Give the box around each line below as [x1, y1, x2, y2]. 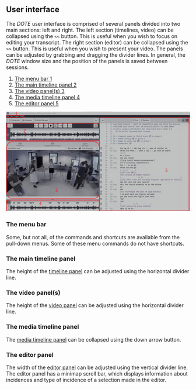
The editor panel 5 [14, 99, 60, 107]
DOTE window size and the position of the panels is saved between [6, 57, 168, 64]
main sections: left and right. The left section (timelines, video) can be [6, 26, 174, 33]
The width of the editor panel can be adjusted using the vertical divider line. [6, 364, 188, 371]
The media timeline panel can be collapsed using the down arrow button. [6, 336, 181, 343]
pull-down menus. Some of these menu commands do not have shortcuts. [6, 240, 185, 247]
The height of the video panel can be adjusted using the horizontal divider [6, 302, 184, 309]
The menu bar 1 [14, 75, 52, 82]
